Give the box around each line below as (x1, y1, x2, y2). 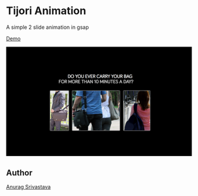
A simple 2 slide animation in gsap (6, 24, 90, 31)
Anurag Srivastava (6, 184, 51, 191)
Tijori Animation (6, 4, 87, 18)
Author (6, 168, 32, 178)
